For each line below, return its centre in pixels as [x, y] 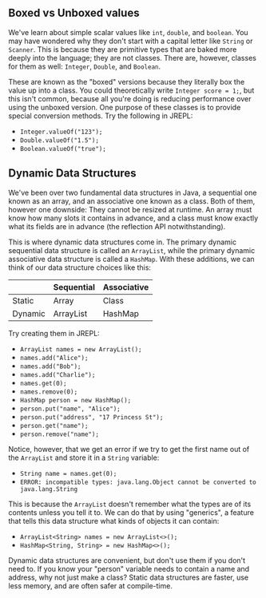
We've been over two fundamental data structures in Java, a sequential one [133, 192]
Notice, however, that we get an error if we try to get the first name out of [129, 449]
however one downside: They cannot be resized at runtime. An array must [130, 209]
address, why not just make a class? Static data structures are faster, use [129, 577]
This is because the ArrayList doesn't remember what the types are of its [130, 504]
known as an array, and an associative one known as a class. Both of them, [132, 201]
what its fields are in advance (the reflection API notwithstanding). [117, 226]
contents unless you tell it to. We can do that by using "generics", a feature [131, 512]
